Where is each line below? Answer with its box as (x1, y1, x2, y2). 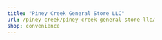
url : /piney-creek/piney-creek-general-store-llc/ (7, 16, 156, 23)
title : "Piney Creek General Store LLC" (7, 9, 125, 17)
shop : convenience (7, 22, 60, 29)
